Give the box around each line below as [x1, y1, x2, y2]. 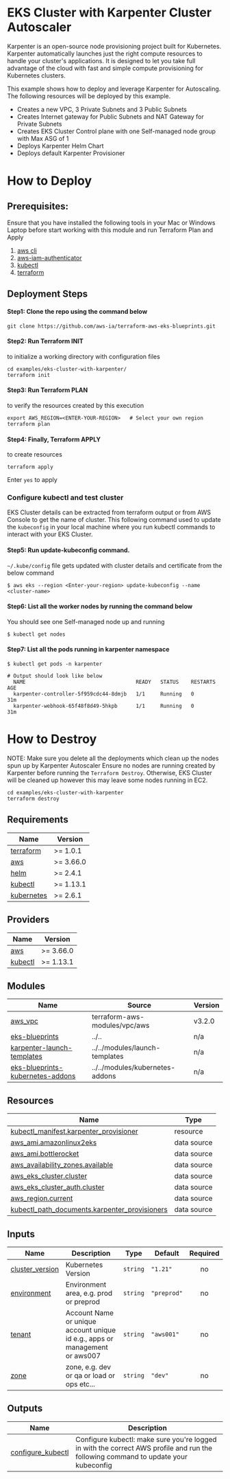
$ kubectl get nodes [7, 630, 66, 638]
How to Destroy [7, 731, 97, 747]
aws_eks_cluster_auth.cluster [10, 1182, 105, 1192]
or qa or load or [65, 1371, 116, 1381]
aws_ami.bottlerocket [10, 1149, 79, 1158]
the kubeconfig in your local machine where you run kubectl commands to [7, 523, 216, 531]
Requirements [7, 814, 68, 825]
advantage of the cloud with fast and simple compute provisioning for [7, 64, 203, 72]
